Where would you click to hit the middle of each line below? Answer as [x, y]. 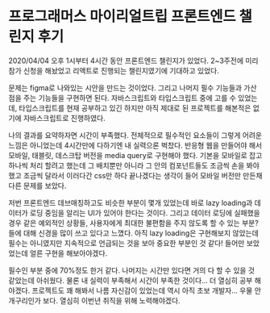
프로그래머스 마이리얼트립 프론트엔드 [122, 17]
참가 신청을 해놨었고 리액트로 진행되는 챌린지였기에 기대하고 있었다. [114, 70]
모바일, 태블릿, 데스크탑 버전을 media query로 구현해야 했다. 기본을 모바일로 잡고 [135, 155]
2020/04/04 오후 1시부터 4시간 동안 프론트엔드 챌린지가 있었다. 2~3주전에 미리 [133, 61]
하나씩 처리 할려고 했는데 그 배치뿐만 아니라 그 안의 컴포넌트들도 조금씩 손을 [127, 165]
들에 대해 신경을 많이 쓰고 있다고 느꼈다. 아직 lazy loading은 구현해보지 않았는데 [134, 233]
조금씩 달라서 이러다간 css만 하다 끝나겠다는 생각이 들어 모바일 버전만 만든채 [143, 175]
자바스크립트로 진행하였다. [64, 118]
